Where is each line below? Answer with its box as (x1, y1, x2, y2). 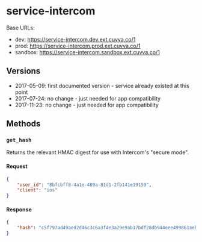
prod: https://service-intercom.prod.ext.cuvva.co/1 (14, 42, 141, 49)
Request (6, 163, 28, 170)
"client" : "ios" (17, 187, 58, 193)
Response (6, 206, 32, 213)
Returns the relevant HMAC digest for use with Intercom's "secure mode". (6, 149, 189, 156)
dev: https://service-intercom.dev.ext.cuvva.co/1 (14, 36, 136, 43)
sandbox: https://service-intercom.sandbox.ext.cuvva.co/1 (14, 48, 161, 55)
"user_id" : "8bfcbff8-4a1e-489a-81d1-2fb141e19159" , (17, 182, 152, 188)
